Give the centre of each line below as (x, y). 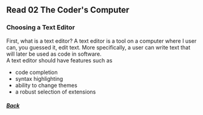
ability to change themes (46, 85)
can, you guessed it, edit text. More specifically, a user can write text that (98, 47)
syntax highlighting (39, 78)
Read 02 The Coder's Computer (68, 10)
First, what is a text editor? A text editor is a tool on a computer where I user (101, 41)
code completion (36, 72)
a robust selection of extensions (55, 92)
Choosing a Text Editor (41, 28)
